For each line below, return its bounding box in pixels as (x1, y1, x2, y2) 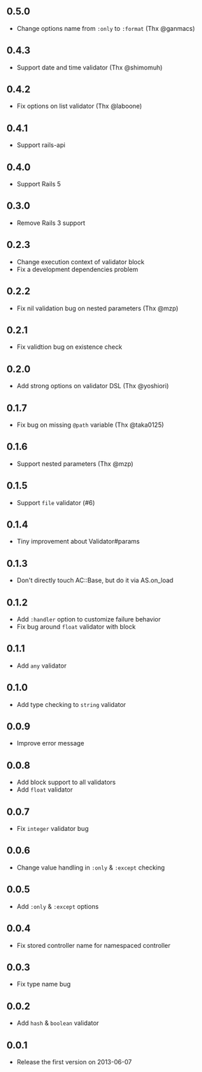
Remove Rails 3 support (16, 219, 85, 227)
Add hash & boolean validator (16, 1019, 99, 1027)
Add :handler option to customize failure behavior (16, 615, 161, 623)
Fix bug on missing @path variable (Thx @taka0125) (16, 420, 164, 429)
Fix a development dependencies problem (16, 265, 138, 273)
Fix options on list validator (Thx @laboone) (16, 102, 143, 111)
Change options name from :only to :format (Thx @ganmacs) (16, 24, 195, 32)
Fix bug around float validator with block (16, 623, 136, 631)
